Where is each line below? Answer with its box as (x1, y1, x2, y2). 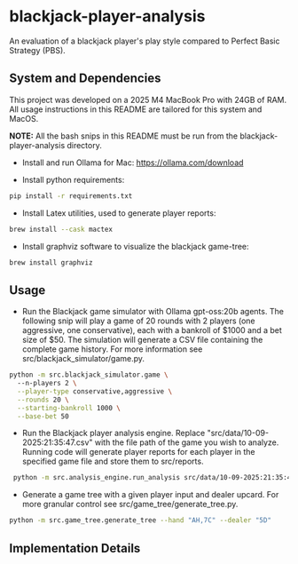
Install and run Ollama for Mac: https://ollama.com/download (21, 157, 244, 168)
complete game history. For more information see (21, 344, 203, 354)
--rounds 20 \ (17, 395, 69, 404)
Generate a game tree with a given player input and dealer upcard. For (21, 489, 279, 500)
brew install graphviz (9, 258, 93, 267)
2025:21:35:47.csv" (21, 437, 93, 448)
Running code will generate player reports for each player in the (21, 447, 255, 457)
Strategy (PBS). (9, 44, 67, 55)
